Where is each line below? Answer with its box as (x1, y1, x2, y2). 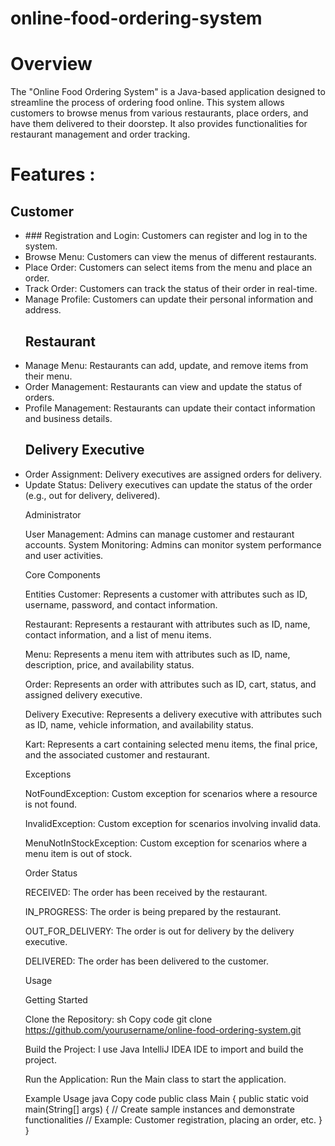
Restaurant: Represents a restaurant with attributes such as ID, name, (24, 618, 311, 630)
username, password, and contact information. (24, 598, 218, 611)
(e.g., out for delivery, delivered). (24, 489, 161, 501)
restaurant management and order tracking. (10, 128, 191, 141)
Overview (10, 53, 93, 76)
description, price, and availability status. (24, 658, 195, 671)
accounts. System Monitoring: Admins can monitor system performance (24, 538, 322, 551)
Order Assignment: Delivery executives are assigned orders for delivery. (24, 468, 322, 480)
